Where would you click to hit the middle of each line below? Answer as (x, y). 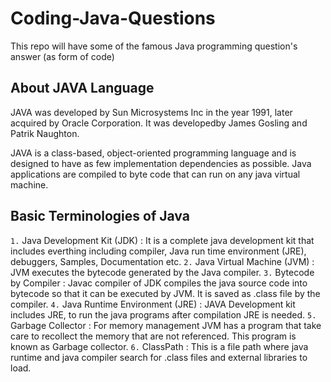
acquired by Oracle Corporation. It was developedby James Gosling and (159, 123)
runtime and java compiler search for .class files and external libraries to (159, 357)
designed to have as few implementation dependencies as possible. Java (161, 163)
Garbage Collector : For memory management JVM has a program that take (166, 325)
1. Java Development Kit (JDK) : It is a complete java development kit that (162, 240)
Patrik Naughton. (45, 133)
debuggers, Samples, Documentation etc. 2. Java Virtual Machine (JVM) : (162, 261)
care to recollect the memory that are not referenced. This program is (153, 336)
